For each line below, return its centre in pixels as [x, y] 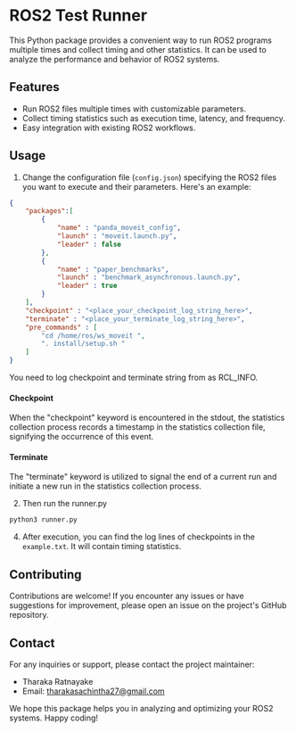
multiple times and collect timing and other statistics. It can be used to [138, 49]
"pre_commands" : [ [62, 327]
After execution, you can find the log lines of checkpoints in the [139, 537]
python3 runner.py [43, 520]
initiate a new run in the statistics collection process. [106, 486]
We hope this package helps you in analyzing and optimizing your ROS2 [141, 708]
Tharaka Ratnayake [58, 681]
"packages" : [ [49, 211]
